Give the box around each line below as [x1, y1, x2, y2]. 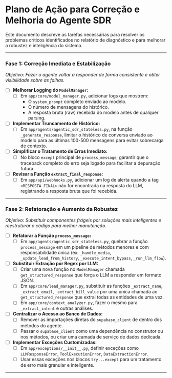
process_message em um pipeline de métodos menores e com [20, 244, 149, 250]
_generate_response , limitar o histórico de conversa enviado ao [20, 132, 153, 138]
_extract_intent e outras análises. [20, 305, 94, 311]
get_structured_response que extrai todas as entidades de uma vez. [20, 294, 164, 301]
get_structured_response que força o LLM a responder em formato [20, 272, 162, 278]
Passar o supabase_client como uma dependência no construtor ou [20, 328, 163, 334]
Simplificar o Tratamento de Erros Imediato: [12, 148, 108, 154]
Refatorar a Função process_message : [12, 232, 91, 239]
